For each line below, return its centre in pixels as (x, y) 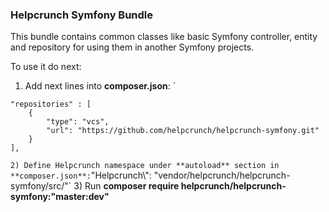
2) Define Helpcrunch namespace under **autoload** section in (145, 166)
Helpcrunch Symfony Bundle (82, 15)
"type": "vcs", (78, 122)
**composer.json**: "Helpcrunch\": (81, 175)
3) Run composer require (126, 186)
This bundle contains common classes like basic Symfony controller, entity (164, 37)
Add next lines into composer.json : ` (100, 86)
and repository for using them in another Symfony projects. (132, 47)
